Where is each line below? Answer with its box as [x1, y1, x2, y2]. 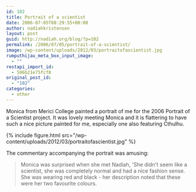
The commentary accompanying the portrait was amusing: [6, 149, 149, 156]
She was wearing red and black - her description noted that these [20, 173, 181, 181]
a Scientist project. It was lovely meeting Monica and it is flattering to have [6, 114, 187, 121]
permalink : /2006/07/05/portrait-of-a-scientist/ [6, 42, 131, 48]
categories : [6, 86, 35, 92]
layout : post [6, 31, 38, 37]
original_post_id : [6, 75, 51, 81]
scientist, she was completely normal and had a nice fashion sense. [20, 167, 185, 174]
